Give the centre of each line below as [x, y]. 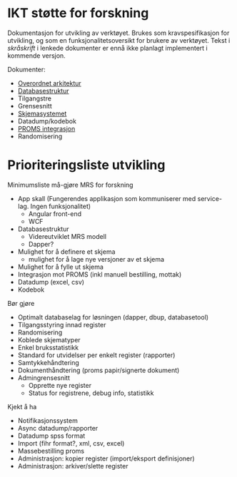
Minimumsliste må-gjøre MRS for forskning [70, 185]
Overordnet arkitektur [50, 83]
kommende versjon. [36, 56]
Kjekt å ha [22, 406]
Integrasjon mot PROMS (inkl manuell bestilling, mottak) [100, 274]
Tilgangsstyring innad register [62, 324]
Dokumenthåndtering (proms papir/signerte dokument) [99, 370]
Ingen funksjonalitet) [61, 206]
